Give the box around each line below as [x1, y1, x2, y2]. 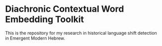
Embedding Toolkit [5, 14, 84, 25]
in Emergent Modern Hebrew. [5, 35, 65, 41]
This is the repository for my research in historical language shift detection [5, 30, 157, 36]
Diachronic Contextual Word [5, 3, 124, 15]
